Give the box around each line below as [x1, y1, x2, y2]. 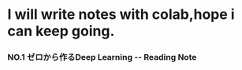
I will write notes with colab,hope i [7, 6, 235, 24]
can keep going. [7, 22, 115, 40]
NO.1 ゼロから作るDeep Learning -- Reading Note [7, 52, 197, 63]
